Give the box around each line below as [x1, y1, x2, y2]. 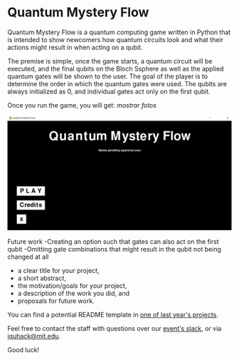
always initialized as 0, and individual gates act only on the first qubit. [7, 87, 211, 96]
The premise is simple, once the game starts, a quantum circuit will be [7, 56, 213, 65]
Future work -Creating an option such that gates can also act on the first [7, 237, 219, 246]
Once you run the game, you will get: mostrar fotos [7, 101, 156, 109]
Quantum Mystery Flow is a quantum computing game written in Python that [7, 28, 231, 36]
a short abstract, [17, 274, 66, 282]
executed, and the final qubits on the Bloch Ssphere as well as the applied [7, 64, 224, 73]
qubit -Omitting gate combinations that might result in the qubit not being [7, 245, 222, 253]
